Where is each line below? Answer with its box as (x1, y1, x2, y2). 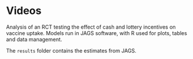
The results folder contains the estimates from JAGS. (6, 47, 137, 54)
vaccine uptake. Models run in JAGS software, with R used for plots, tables (6, 29, 187, 36)
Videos (6, 4, 42, 18)
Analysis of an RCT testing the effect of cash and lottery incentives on (6, 23, 176, 30)
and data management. (6, 36, 62, 43)
